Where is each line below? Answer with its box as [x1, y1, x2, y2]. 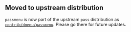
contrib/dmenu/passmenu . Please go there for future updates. [5, 21, 126, 27]
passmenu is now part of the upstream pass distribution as [5, 16, 119, 22]
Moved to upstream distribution [5, 4, 104, 12]
